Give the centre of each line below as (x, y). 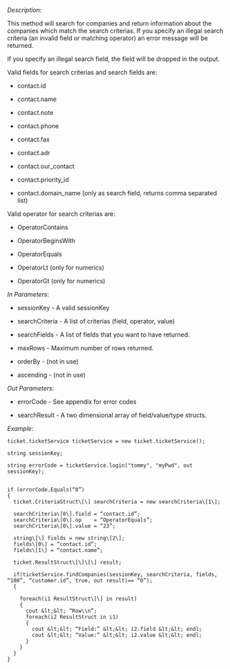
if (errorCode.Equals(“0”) (46, 490)
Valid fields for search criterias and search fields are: (82, 72)
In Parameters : (28, 294)
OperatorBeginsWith (46, 241)
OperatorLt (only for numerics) (61, 267)
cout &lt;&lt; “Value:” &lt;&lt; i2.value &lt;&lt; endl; (117, 635)
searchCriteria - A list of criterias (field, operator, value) (96, 321)
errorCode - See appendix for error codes (77, 402)
